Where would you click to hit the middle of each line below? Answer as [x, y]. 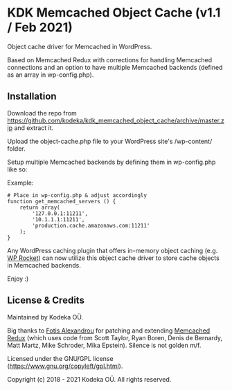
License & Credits [46, 300]
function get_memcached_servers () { [62, 201]
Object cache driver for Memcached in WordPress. [80, 46]
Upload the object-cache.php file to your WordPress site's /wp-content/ [110, 141]
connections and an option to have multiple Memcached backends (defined [115, 67]
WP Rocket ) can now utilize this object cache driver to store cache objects [113, 258]
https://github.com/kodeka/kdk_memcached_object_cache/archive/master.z [116, 120]
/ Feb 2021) [40, 27]
